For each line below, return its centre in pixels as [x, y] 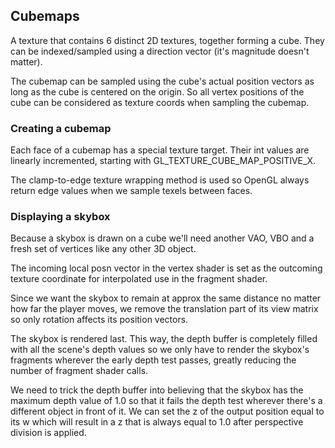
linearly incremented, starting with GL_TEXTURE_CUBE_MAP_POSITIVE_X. [163, 161]
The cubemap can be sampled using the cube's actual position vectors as [162, 81]
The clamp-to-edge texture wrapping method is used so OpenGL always [160, 180]
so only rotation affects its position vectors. [99, 320]
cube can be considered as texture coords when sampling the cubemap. [160, 102]
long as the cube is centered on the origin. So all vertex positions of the [157, 91]
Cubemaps [45, 16]
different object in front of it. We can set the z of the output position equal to [167, 411]
